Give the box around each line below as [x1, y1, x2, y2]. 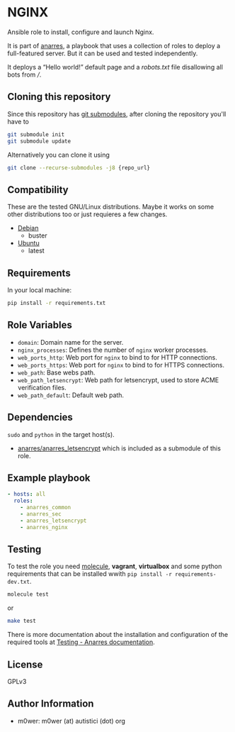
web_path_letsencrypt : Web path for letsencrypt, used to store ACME [17, 375, 219, 384]
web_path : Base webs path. [17, 368, 96, 377]
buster [28, 231, 47, 240]
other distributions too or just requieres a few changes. [7, 210, 168, 218]
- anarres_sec [20, 510, 62, 518]
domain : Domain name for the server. [17, 338, 124, 346]
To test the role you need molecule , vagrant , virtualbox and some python [7, 562, 222, 571]
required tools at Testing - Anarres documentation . [7, 638, 156, 646]
